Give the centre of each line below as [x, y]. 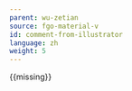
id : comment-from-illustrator [66, 34]
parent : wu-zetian [44, 18]
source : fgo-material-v [54, 26]
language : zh [34, 43]
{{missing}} [31, 77]
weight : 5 [28, 51]
